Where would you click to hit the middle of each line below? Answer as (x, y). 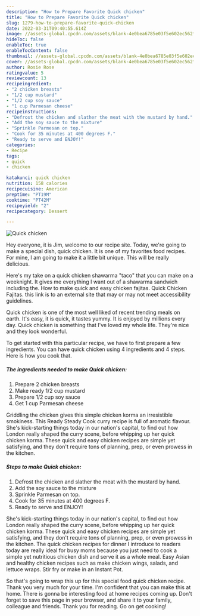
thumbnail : (20, 56)
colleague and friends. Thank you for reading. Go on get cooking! (86, 606)
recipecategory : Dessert (37, 211)
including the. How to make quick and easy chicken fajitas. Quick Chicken (97, 288)
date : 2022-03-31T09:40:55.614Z (46, 28)
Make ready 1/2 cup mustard (50, 391)
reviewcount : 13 (26, 78)
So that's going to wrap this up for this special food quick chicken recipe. (96, 581)
